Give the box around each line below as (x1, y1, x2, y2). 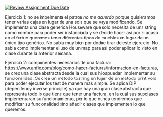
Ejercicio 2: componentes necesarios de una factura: (5, 60, 111, 65)
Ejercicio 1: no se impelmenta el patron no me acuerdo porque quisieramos (5, 14, 156, 19)
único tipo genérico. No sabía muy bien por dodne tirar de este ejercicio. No (5, 40, 158, 46)
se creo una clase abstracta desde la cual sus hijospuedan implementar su (5, 70, 155, 76)
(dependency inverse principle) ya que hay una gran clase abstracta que (5, 86, 151, 91)
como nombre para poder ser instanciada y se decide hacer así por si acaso (5, 30, 159, 35)
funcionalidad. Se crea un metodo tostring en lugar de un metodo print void (5, 76, 157, 81)
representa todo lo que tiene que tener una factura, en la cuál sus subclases (5, 91, 158, 97)
